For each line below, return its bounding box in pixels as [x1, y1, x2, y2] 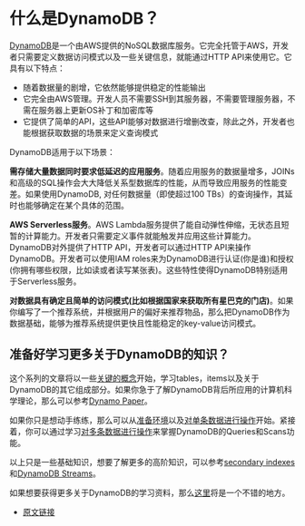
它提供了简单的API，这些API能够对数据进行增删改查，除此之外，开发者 [22, 115, 288, 127]
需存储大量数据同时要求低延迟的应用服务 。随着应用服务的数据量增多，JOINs [9, 165, 295, 177]
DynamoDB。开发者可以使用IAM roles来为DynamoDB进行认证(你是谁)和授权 [9, 253, 294, 264]
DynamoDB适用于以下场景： [9, 146, 116, 157]
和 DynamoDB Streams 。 [9, 468, 102, 479]
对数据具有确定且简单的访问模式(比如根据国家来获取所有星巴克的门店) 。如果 [9, 295, 294, 306]
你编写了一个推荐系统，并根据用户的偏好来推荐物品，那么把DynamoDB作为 [9, 306, 290, 317]
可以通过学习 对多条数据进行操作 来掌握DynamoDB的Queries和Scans [33, 425, 288, 436]
